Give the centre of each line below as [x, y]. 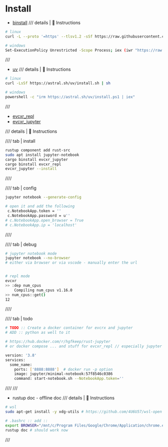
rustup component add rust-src [38, 150]
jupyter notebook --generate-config [43, 197]
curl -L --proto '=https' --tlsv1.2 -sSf [49, 36]
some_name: [21, 365]
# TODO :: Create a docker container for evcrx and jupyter [69, 328]
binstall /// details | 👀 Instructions [46, 23]
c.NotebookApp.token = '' [34, 211]
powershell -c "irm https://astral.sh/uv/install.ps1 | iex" [70, 97]
